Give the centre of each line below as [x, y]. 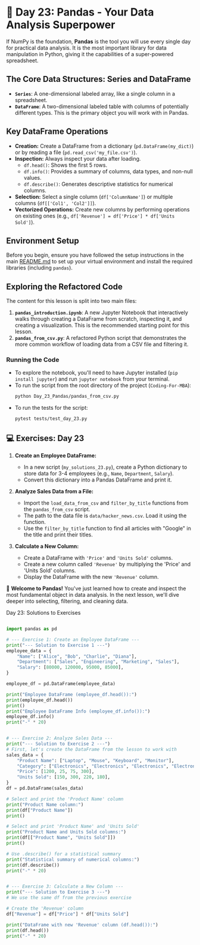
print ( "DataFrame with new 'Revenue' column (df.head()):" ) [82, 925]
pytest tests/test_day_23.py [51, 419]
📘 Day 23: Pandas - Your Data [80, 12]
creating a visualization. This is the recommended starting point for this [102, 326]
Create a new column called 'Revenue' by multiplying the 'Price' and [107, 564]
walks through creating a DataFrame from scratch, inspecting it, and [98, 319]
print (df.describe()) [33, 865]
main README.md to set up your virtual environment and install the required [99, 262]
